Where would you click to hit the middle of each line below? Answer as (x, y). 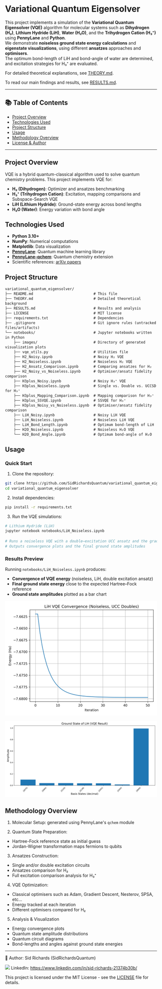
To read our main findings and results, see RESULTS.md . (61, 82)
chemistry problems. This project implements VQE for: (59, 179)
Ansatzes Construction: (35, 856)
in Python (15, 338)
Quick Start (19, 463)
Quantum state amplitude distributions (50, 933)
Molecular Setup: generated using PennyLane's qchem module (73, 822)
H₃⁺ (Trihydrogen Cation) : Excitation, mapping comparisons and (76, 194)
